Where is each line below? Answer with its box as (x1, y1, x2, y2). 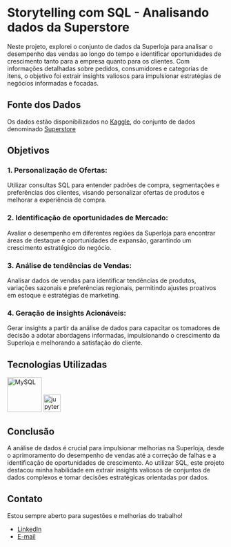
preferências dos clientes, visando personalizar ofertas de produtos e (7, 189, 205, 197)
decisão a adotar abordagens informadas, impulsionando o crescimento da (7, 332, 221, 340)
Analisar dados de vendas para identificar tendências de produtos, (7, 276, 197, 285)
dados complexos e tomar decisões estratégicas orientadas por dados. (7, 473, 209, 481)
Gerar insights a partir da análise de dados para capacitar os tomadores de (7, 324, 221, 332)
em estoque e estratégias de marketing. (7, 291, 121, 300)
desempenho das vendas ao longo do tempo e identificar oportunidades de (7, 50, 222, 58)
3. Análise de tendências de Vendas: (7, 260, 132, 270)
